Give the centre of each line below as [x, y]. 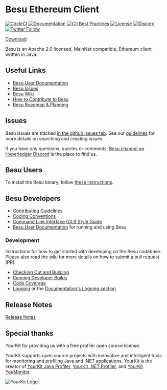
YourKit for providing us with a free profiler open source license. [73, 346]
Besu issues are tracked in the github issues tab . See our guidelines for [80, 133]
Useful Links [26, 70]
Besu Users [24, 170]
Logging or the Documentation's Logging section [64, 289]
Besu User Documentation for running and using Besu [69, 227]
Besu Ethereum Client [52, 9]
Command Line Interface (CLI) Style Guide [57, 222]
